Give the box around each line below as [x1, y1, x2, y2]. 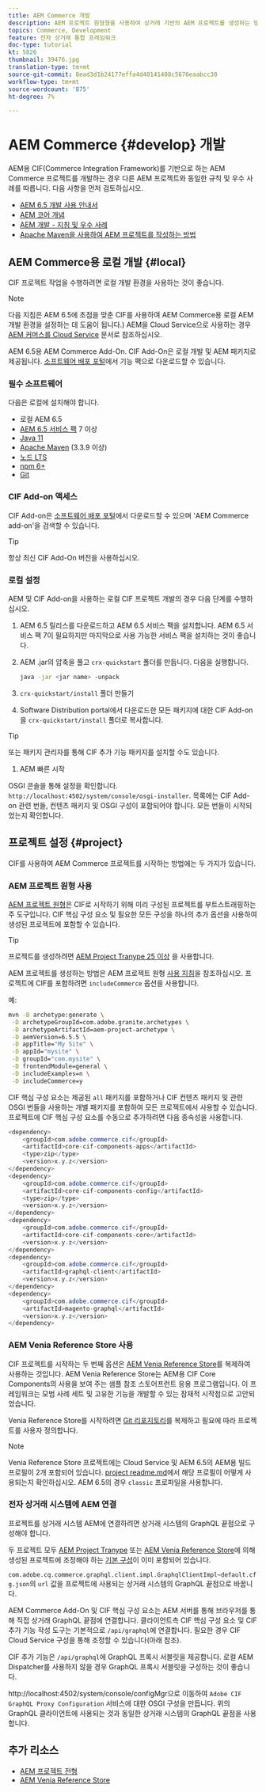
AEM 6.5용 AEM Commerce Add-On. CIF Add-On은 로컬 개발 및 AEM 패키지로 [8, 347, 256, 356]
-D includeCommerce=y [11, 1077, 83, 1085]
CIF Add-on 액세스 [8, 492, 78, 503]
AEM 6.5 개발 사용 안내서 [19, 200, 98, 210]
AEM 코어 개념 [19, 211, 65, 220]
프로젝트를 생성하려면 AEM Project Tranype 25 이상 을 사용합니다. [8, 951, 215, 961]
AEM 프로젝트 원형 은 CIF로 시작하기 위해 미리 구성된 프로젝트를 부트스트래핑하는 [8, 899, 256, 909]
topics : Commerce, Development [8, 26, 112, 34]
